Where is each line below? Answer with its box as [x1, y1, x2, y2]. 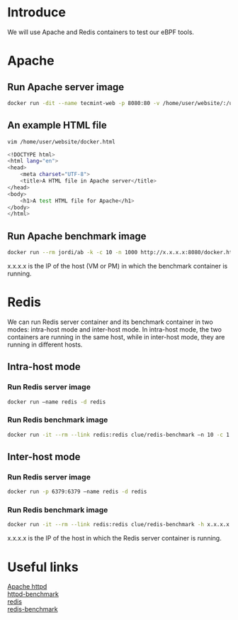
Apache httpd [7, 582, 47, 591]
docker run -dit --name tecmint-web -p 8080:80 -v [7, 99, 160, 107]
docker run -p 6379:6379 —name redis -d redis [7, 488, 147, 496]
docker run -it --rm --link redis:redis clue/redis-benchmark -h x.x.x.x [7, 521, 230, 528]
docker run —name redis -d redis [7, 398, 106, 406]
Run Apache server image [7, 81, 125, 93]
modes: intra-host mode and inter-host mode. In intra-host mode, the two [7, 325, 222, 334]
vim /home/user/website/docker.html [7, 138, 115, 146]
